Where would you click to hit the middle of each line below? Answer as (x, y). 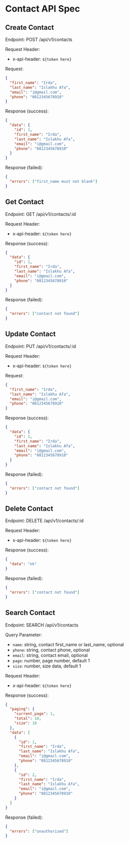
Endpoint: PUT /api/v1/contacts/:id (41, 346)
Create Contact (30, 27)
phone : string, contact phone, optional (51, 650)
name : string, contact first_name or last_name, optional (68, 644)
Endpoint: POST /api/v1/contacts (39, 39)
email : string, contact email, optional (50, 655)
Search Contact (30, 613)
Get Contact (25, 202)
